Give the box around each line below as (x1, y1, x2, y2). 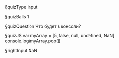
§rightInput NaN (5, 48, 38, 53)
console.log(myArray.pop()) (5, 38, 61, 44)
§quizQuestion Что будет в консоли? (5, 23, 81, 29)
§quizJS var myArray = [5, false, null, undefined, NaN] (5, 33, 115, 38)
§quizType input (5, 4, 38, 10)
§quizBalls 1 (5, 14, 29, 19)
